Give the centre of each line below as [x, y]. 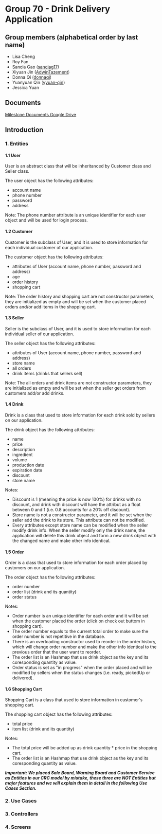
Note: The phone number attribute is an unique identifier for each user [75, 215]
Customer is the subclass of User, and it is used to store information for [77, 242]
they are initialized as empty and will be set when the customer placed [75, 301]
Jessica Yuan [26, 88]
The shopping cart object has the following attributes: [59, 714]
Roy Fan [20, 62]
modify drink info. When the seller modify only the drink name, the [78, 530]
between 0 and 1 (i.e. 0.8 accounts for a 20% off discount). [71, 509]
